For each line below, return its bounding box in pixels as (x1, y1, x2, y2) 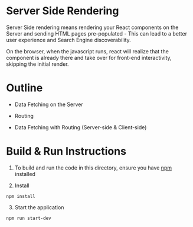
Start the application (14, 203, 64, 211)
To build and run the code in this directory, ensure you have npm (14, 164, 172, 171)
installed (14, 170, 35, 177)
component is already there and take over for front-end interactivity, (6, 54, 172, 61)
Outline (6, 81, 43, 95)
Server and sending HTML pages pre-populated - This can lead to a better (6, 30, 188, 37)
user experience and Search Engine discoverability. (6, 36, 131, 43)
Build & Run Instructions (6, 145, 127, 158)
